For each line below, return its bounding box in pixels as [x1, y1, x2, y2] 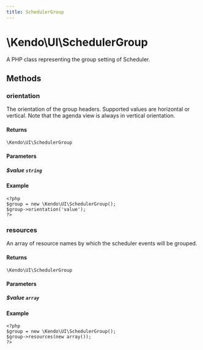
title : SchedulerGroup [6, 9, 64, 15]
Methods [6, 73, 42, 83]
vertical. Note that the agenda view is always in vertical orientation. [6, 112, 175, 119]
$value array [6, 294, 40, 302]
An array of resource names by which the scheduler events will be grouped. [6, 239, 197, 247]
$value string [6, 166, 43, 174]
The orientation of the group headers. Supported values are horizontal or [6, 105, 190, 113]
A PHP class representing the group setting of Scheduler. [6, 56, 150, 63]
